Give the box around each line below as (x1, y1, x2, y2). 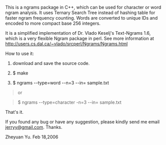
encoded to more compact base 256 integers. (5, 20, 101, 26)
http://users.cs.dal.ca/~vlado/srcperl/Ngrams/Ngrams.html (5, 41, 128, 47)
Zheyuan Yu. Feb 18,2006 (5, 134, 59, 140)
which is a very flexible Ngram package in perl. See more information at (5, 35, 154, 41)
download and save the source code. (12, 60, 90, 66)
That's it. (5, 109, 24, 115)
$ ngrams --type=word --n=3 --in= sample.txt (12, 80, 109, 86)
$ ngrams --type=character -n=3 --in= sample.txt (17, 99, 122, 105)
